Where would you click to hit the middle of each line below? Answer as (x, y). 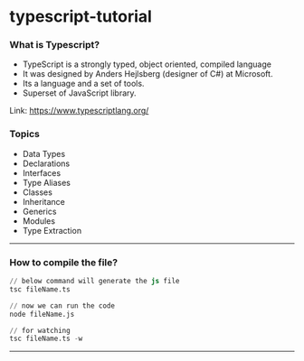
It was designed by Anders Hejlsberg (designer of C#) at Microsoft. (147, 74)
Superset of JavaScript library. (80, 93)
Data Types (44, 153)
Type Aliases (46, 182)
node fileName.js (42, 314)
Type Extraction (52, 230)
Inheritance (44, 201)
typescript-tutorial (81, 17)
